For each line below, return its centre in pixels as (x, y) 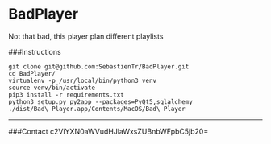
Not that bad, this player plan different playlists (86, 36)
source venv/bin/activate (52, 88)
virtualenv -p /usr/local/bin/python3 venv (83, 80)
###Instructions (35, 51)
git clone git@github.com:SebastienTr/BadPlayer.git (99, 66)
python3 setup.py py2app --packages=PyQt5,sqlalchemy (101, 101)
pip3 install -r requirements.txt (67, 95)
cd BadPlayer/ (32, 73)
